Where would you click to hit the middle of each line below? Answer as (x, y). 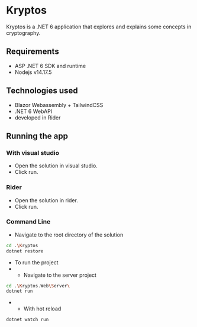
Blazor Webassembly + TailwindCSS (59, 105)
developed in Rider (38, 117)
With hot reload (42, 309)
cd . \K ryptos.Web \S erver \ (38, 286)
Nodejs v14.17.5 (33, 72)
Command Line (28, 222)
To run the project (36, 262)
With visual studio (33, 153)
